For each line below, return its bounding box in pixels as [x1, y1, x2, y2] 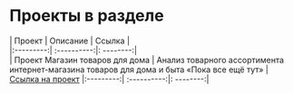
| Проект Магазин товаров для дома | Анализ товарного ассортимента [9, 54, 284, 65]
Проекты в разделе [9, 5, 165, 26]
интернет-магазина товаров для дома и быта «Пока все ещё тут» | [9, 64, 269, 75]
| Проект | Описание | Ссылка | [9, 35, 130, 46]
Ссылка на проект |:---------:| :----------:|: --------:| [9, 73, 210, 84]
